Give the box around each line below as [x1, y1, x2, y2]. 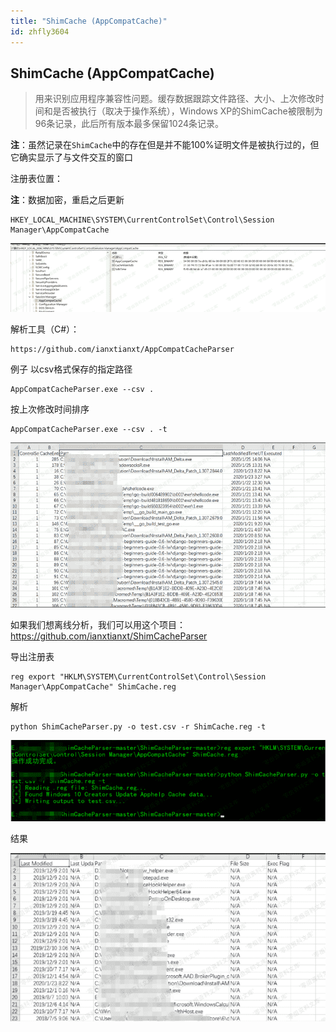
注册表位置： [10, 173, 63, 185]
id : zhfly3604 [10, 26, 70, 37]
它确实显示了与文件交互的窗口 [10, 151, 133, 164]
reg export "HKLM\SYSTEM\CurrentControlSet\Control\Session [10, 671, 267, 682]
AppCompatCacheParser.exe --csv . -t [10, 424, 168, 434]
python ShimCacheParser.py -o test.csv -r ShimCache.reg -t [10, 721, 267, 732]
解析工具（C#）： [10, 323, 80, 335]
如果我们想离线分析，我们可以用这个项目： [10, 618, 186, 630]
